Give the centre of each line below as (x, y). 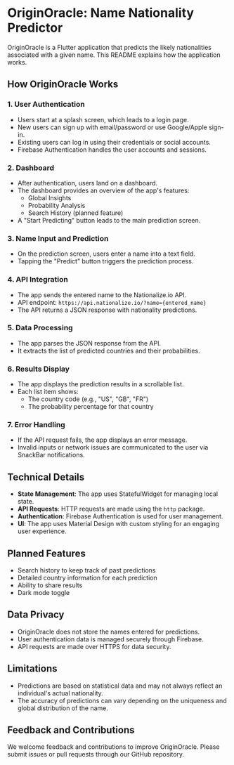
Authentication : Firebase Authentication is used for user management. (120, 516)
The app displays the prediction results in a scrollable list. (100, 384)
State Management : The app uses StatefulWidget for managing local (118, 494)
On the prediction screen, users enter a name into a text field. (106, 254)
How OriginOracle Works (63, 85)
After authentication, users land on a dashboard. (87, 183)
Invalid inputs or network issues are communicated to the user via (113, 447)
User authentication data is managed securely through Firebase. (110, 639)
